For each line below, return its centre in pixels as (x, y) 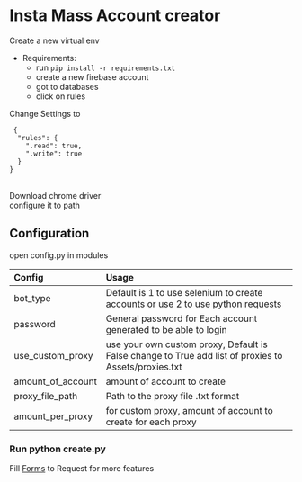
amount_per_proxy (53, 416)
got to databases (67, 86)
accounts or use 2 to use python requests (194, 304)
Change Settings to (45, 113)
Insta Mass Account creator (115, 16)
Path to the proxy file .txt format (173, 396)
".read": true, (54, 146)
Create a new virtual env (55, 40)
